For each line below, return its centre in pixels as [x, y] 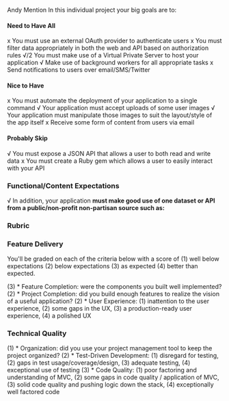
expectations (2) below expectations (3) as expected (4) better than [103, 266]
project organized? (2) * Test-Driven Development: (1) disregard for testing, [113, 356]
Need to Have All [31, 25]
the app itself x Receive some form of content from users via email [101, 122]
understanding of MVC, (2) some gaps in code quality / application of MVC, [113, 377]
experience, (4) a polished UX [49, 316]
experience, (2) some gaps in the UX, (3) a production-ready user [100, 309]
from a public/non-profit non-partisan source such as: [86, 207]
